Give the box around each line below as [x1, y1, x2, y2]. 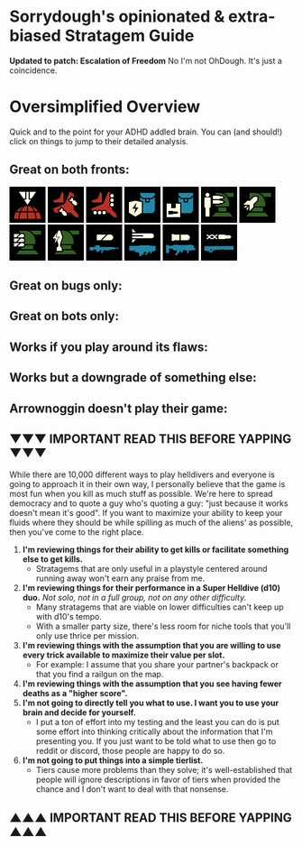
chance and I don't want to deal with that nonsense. [35, 784, 229, 795]
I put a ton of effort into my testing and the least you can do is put [35, 717, 279, 728]
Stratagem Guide [64, 25, 195, 46]
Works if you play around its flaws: [9, 339, 209, 354]
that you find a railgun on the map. [35, 669, 164, 680]
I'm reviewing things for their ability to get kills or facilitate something [22, 544, 289, 556]
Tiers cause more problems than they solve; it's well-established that [35, 765, 293, 776]
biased [9, 25, 61, 46]
